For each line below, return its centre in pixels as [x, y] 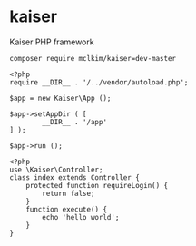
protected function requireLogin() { [97, 185]
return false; [69, 193]
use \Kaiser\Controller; [56, 170]
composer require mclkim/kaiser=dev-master [93, 58]
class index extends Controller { [75, 177]
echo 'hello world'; [81, 217]
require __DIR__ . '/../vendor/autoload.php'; [99, 82]
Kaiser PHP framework [52, 42]
